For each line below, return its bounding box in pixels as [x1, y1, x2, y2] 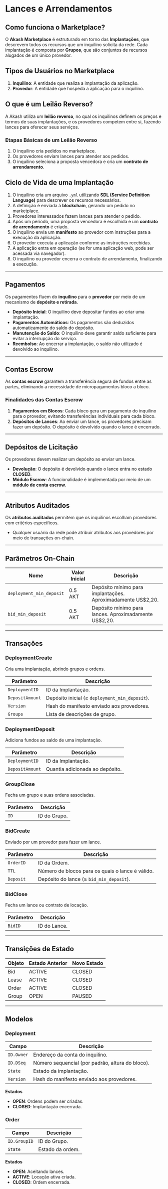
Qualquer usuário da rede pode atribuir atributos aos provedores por [12, 530, 154, 536]
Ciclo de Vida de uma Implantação [5, 179, 114, 187]
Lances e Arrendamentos [5, 3, 112, 15]
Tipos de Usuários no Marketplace [5, 67, 115, 75]
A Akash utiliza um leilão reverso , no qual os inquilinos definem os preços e [5, 113, 161, 119]
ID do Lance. [37, 922, 68, 929]
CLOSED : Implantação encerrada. [12, 1104, 82, 1110]
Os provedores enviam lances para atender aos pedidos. [12, 153, 129, 159]
